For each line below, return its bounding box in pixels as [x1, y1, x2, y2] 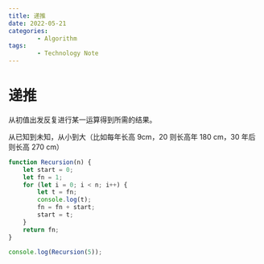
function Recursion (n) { [8, 158, 92, 166]
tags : [8, 42, 27, 50]
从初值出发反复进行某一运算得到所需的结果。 [8, 115, 157, 124]
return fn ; [23, 225, 60, 234]
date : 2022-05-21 [8, 19, 67, 27]
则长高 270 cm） [8, 142, 64, 152]
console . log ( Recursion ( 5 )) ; [8, 248, 103, 256]
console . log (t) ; [37, 195, 92, 204]
